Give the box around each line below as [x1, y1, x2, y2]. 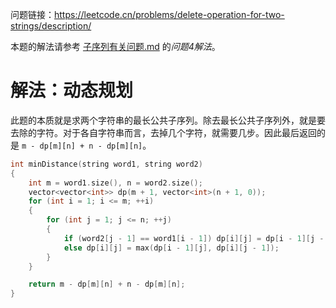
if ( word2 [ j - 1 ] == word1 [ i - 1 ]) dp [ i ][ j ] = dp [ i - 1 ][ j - [63, 233, 325, 243]
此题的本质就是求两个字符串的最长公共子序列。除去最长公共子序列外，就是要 [10, 114, 326, 126]
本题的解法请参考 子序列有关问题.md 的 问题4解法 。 [10, 41, 221, 52]
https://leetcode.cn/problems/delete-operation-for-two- [54, 9, 285, 20]
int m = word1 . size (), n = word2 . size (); [28, 178, 203, 188]
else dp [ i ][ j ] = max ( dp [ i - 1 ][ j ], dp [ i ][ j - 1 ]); [63, 243, 280, 253]
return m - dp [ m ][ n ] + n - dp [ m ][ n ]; [28, 279, 186, 290]
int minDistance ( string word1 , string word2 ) [10, 159, 203, 169]
